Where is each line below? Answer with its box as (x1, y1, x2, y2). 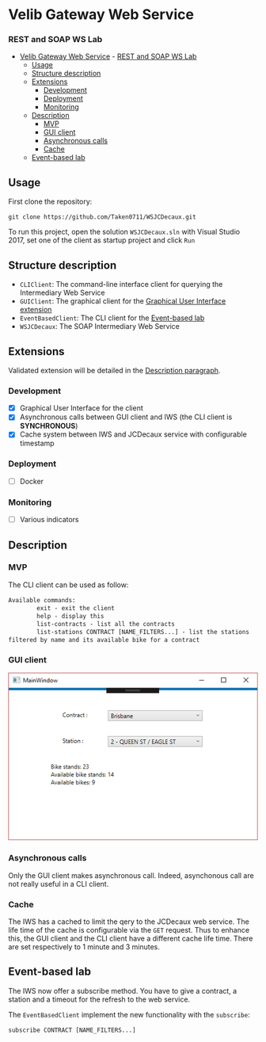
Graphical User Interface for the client (19, 403, 144, 413)
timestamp (19, 438, 55, 448)
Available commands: (8, 596, 77, 604)
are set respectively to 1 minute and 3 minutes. (8, 942, 160, 952)
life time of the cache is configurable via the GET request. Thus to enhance (8, 926, 250, 934)
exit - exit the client (36, 604, 115, 612)
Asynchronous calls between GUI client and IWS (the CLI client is (19, 412, 233, 422)
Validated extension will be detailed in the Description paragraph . (8, 365, 221, 375)
